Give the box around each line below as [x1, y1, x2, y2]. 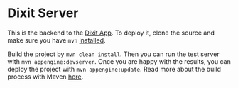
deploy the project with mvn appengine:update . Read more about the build [7, 65, 222, 73]
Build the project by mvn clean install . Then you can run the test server [7, 50, 220, 58]
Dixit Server [7, 5, 79, 21]
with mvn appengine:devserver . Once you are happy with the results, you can [7, 57, 231, 65]
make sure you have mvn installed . [7, 35, 106, 44]
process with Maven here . [7, 72, 84, 81]
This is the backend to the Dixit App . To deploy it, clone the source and [7, 28, 215, 37]
